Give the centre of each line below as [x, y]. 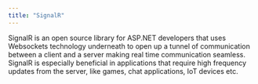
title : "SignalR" [36, 15]
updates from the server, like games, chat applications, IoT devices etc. [123, 71]
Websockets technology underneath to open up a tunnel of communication [129, 46]
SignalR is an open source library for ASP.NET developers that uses [117, 38]
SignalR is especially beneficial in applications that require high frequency [127, 63]
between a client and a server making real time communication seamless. [127, 54]
